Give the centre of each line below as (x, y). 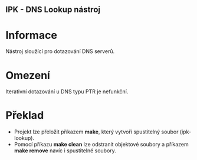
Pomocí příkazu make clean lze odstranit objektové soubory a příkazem (101, 145)
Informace (31, 35)
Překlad (25, 115)
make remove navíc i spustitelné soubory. (65, 151)
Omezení (28, 75)
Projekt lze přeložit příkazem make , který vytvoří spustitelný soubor (96, 132)
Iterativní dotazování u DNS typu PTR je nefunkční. (67, 92)
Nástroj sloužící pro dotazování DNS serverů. (60, 51)
